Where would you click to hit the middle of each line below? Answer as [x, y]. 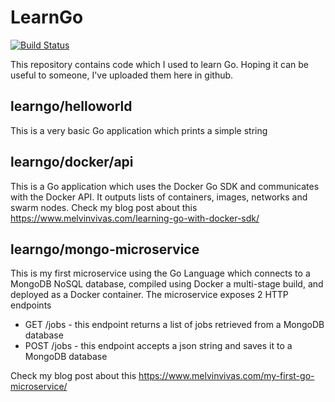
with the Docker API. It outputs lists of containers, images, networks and [159, 197]
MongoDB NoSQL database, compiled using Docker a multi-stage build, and [167, 284]
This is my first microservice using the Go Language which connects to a [160, 273]
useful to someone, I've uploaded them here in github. [122, 75]
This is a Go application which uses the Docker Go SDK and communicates [165, 186]
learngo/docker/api [72, 162]
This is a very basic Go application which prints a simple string [139, 130]
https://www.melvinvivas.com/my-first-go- [226, 376]
